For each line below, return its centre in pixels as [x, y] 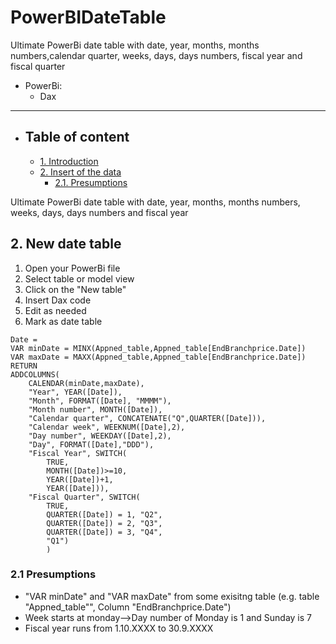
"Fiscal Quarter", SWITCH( [84, 497]
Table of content [77, 137]
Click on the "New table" [75, 289]
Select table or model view [79, 278]
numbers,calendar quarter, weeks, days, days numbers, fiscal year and [156, 55]
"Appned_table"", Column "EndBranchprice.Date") [128, 607]
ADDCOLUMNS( [35, 374]
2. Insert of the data [80, 172]
